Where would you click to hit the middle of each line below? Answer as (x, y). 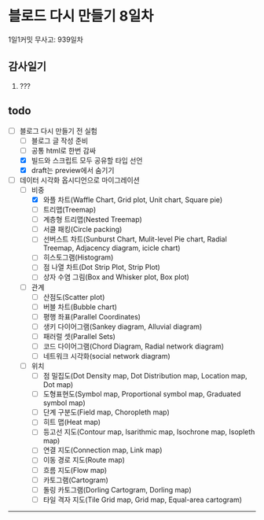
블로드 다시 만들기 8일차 (81, 16)
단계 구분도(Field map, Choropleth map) (106, 412)
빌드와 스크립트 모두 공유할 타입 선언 (87, 160)
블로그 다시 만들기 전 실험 (59, 131)
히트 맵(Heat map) (71, 422)
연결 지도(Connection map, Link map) (103, 450)
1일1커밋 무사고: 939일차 (46, 39)
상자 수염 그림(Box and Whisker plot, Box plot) (116, 277)
